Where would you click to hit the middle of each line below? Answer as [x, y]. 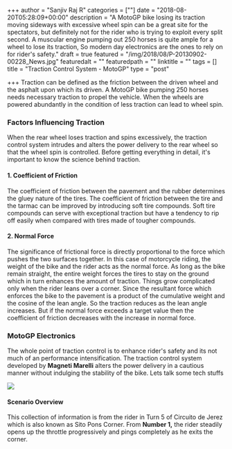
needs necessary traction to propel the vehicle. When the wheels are [106, 97]
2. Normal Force [30, 236]
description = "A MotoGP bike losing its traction [137, 17]
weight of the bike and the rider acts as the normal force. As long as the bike [116, 266]
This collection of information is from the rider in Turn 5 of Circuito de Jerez [115, 417]
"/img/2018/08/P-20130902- [166, 54]
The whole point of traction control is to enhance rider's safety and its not [112, 351]
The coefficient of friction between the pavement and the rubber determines [116, 191]
